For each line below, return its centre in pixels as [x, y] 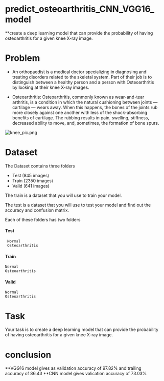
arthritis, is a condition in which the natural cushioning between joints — [85, 102]
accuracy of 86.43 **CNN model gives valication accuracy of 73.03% [76, 374]
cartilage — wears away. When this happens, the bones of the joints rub [85, 107]
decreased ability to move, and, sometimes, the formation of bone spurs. [85, 123]
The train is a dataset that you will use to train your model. [64, 195]
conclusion [28, 355]
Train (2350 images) [33, 181]
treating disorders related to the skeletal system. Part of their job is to [82, 77]
